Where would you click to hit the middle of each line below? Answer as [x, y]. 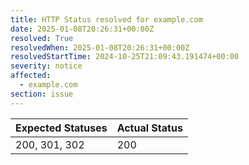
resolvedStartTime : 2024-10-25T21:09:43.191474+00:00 [125, 57]
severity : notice [46, 66]
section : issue [42, 94]
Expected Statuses [61, 128]
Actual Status [149, 128]
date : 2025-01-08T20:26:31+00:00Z [82, 29]
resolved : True [42, 38]
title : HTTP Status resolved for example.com [106, 19]
